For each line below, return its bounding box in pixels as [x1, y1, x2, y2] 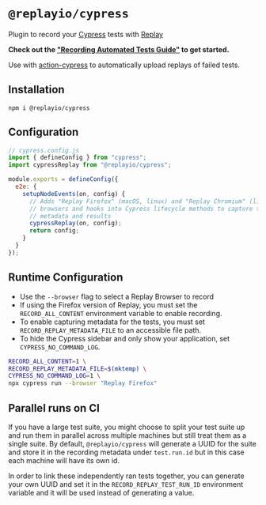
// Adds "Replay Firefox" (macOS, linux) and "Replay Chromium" [28, 197, 246, 205]
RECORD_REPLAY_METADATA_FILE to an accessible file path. [19, 325, 202, 334]
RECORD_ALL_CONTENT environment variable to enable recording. [19, 308, 222, 318]
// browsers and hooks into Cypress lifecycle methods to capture [28, 205, 253, 213]
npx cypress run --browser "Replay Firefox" [8, 379, 158, 387]
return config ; [28, 227, 80, 235]
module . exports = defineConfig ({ [8, 175, 119, 183]
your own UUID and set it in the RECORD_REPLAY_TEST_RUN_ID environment [8, 479, 244, 488]
